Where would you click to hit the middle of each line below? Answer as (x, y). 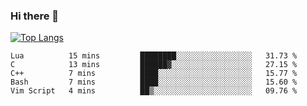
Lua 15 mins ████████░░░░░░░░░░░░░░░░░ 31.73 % (154, 56)
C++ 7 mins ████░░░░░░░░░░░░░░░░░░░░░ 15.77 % (154, 74)
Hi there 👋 (35, 16)
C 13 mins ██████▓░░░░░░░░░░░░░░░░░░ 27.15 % (154, 65)
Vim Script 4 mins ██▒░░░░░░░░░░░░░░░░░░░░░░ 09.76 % (154, 91)
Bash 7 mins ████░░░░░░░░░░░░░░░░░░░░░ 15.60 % (154, 82)
